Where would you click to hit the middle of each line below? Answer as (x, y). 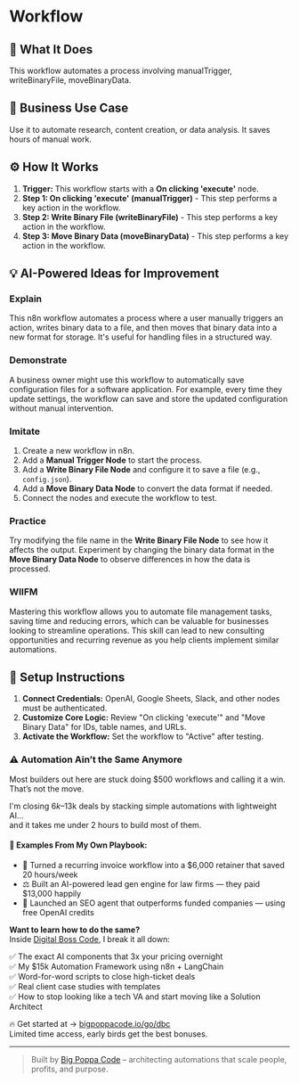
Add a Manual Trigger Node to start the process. (112, 460)
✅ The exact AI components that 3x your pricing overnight (116, 956)
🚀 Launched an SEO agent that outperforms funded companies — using (154, 903)
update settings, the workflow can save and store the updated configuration (149, 398)
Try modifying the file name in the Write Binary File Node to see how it (139, 540)
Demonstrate (38, 360)
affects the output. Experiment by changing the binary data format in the (142, 550)
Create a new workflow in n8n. (78, 450)
